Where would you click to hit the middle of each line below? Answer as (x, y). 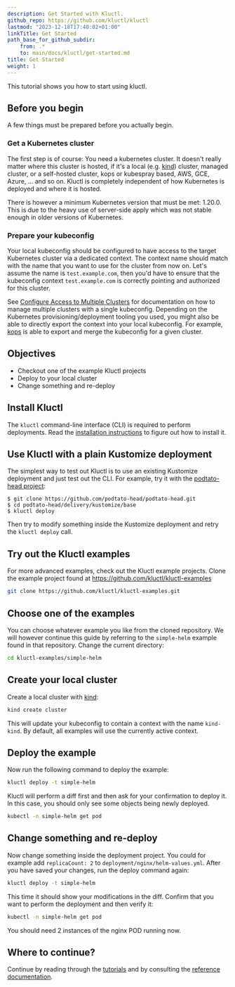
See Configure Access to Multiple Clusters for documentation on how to (111, 302)
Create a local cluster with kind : (53, 696)
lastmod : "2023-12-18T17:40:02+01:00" (64, 27)
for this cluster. (29, 288)
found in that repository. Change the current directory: (86, 645)
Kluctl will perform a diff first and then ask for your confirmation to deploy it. (117, 796)
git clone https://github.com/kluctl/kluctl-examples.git (94, 592)
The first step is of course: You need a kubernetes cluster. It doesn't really (114, 158)
